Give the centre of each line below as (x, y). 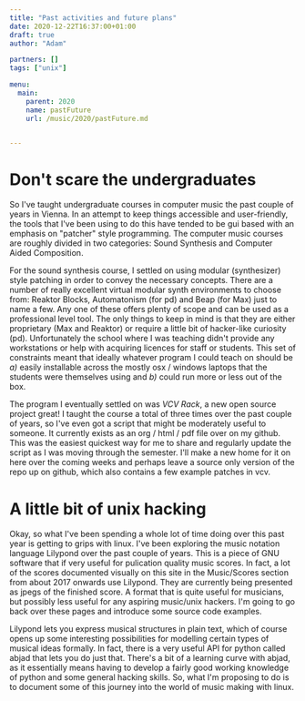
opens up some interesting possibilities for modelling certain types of (139, 639)
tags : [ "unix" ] (38, 68)
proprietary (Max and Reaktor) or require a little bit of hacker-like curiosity (148, 329)
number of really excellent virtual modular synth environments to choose (146, 290)
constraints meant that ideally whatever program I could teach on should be (151, 358)
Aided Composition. (46, 253)
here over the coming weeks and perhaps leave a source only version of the (152, 462)
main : (28, 93)
